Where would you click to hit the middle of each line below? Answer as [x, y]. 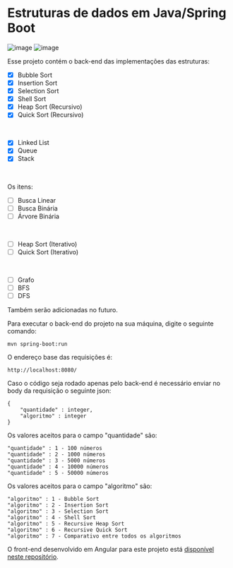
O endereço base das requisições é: [60, 357]
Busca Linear [37, 200]
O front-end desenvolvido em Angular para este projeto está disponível [111, 549]
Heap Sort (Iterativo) [47, 244]
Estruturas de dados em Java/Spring [117, 13]
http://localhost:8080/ [42, 370]
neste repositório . [33, 557]
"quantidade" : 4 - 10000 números [58, 467]
